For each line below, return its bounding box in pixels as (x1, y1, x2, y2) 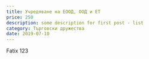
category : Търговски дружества (6, 25, 85, 32)
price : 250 (6, 14, 34, 20)
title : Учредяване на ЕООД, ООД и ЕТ (6, 8, 101, 15)
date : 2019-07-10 (6, 31, 50, 37)
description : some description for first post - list (6, 20, 144, 26)
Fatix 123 (6, 47, 29, 54)
